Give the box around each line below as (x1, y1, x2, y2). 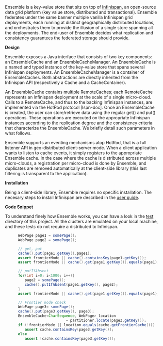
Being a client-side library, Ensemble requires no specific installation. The (5, 189, 152, 195)
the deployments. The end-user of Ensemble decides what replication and (5, 30, 154, 35)
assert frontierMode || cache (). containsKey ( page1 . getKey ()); (17, 255, 147, 260)
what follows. (5, 131, 32, 136)
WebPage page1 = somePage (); (17, 233, 77, 238)
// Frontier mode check (17, 300, 66, 305)
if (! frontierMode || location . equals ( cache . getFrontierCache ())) (17, 322, 155, 327)
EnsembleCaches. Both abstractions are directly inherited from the (5, 75, 138, 80)
